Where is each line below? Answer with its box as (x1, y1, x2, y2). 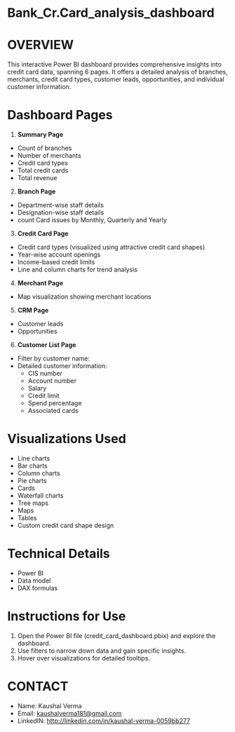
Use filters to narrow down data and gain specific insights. (17, 646, 187, 655)
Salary (27, 384, 47, 393)
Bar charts (17, 461, 48, 470)
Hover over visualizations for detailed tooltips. (17, 653, 151, 662)
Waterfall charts (17, 492, 64, 499)
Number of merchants (17, 151, 82, 160)
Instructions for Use (7, 609, 126, 625)
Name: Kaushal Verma (17, 701, 82, 710)
